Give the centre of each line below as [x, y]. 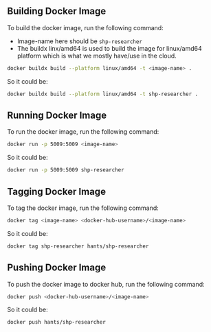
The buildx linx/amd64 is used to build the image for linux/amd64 [110, 48]
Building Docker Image [57, 11]
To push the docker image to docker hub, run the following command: [106, 284]
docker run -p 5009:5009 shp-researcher [66, 170]
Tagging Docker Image [57, 191]
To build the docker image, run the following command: [85, 27]
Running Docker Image [57, 115]
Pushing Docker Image [57, 268]
